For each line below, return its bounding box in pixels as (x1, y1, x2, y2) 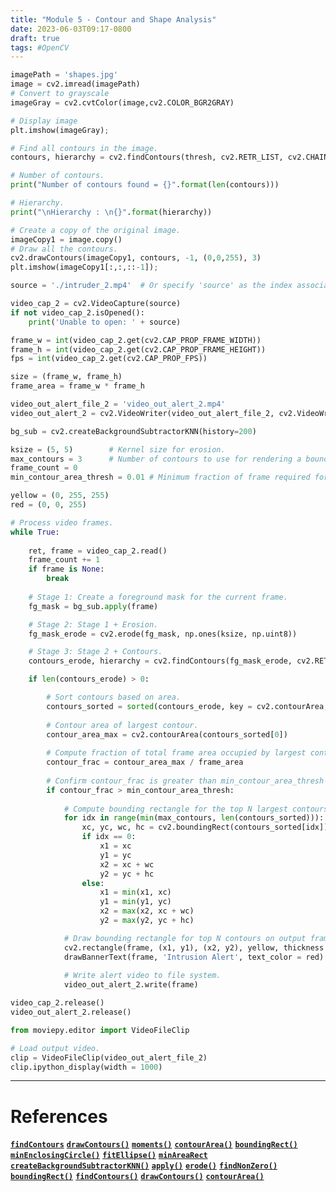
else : (81, 878, 105, 888)
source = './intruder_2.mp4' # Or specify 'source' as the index (10, 281, 293, 291)
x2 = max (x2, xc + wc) (99, 906, 195, 916)
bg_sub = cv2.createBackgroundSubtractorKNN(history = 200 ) (10, 426, 257, 436)
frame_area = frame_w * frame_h (10, 381, 145, 391)
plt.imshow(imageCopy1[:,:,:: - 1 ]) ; (10, 262, 159, 273)
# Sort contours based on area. (46, 692, 182, 702)
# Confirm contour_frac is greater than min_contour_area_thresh (46, 776, 325, 786)
